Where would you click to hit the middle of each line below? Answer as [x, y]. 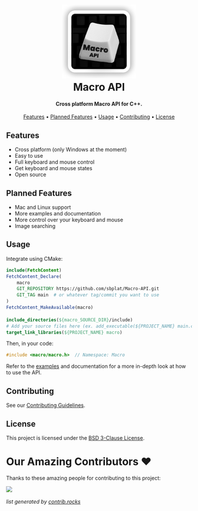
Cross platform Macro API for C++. [99, 104]
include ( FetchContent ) [34, 270]
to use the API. [24, 373]
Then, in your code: [30, 344]
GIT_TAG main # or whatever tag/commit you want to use [88, 295]
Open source [30, 175]
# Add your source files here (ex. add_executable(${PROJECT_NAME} [91, 326]
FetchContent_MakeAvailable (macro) [50, 308]
